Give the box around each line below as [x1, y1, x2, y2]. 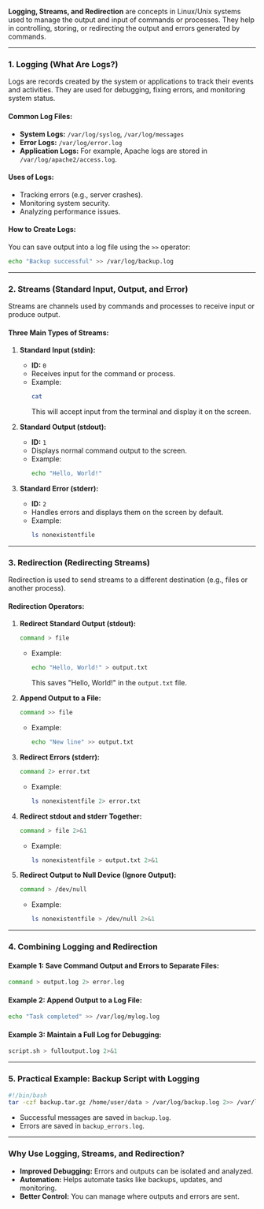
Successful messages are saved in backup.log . [19, 1113, 171, 1122]
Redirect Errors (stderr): [19, 752, 100, 762]
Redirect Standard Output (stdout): [19, 619, 136, 629]
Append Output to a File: [19, 693, 101, 703]
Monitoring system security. [19, 198, 111, 207]
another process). [8, 584, 66, 593]
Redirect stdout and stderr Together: [19, 812, 142, 821]
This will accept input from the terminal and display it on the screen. [31, 407, 251, 416]
